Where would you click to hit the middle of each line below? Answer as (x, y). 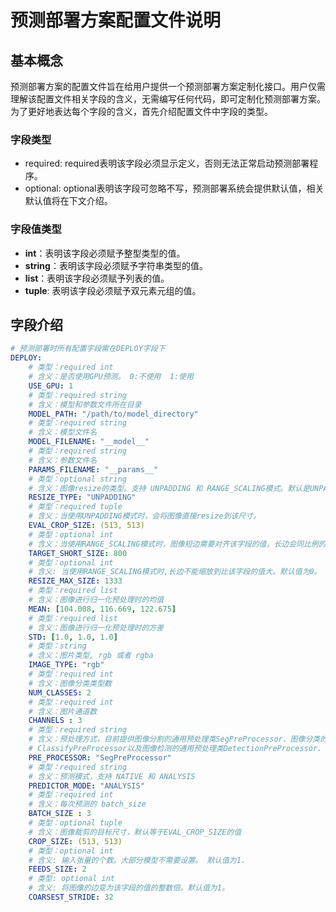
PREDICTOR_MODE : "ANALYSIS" (86, 786)
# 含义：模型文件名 (63, 432)
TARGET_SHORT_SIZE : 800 (78, 553)
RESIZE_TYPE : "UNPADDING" (82, 497)
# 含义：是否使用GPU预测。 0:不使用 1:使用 (111, 377)
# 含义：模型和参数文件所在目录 (85, 404)
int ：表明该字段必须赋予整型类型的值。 (105, 253)
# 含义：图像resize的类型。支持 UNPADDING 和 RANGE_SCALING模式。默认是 (169, 488)
